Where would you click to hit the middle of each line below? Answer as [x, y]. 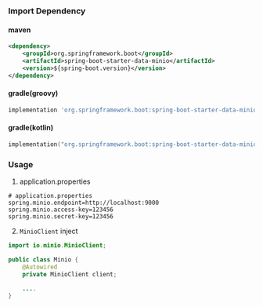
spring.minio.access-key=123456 [61, 210]
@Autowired [40, 267]
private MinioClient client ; [70, 274]
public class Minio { [43, 259]
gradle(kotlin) [31, 128]
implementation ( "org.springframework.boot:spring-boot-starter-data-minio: [134, 144]
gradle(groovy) [33, 93]
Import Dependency [47, 11]
